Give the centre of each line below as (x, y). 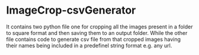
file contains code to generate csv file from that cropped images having (94, 39)
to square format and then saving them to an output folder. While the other (97, 33)
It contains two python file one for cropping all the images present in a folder (99, 27)
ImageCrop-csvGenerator (71, 10)
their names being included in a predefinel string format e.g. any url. (89, 46)
